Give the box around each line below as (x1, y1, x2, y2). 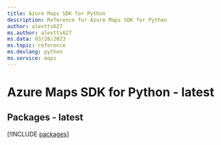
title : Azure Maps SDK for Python (7, 10, 106, 17)
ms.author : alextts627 (7, 29, 72, 36)
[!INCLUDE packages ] (7, 130, 69, 138)
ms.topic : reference (7, 42, 67, 49)
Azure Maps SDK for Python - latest (7, 84, 215, 100)
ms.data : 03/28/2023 (7, 36, 67, 43)
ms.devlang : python (7, 49, 63, 56)
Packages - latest (7, 111, 84, 124)
